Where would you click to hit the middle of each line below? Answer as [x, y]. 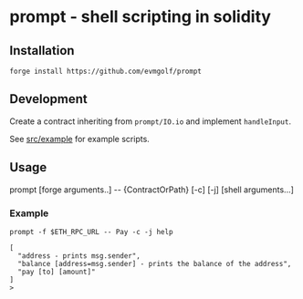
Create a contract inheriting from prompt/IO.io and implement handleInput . [151, 121]
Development [49, 99]
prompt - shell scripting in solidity [141, 17]
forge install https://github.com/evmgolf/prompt [106, 71]
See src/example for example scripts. [80, 139]
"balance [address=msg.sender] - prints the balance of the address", [155, 263]
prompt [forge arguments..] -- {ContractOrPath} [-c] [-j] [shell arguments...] [152, 190]
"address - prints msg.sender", [79, 256]
